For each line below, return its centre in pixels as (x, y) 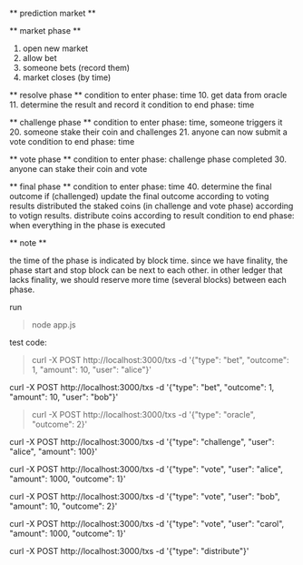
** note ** (28, 243)
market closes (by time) (67, 77)
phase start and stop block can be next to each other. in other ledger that (146, 270)
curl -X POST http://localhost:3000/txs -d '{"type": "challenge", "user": (142, 442)
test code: (28, 342)
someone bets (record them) (76, 68)
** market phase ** (45, 30)
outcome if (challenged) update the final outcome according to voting (139, 196)
